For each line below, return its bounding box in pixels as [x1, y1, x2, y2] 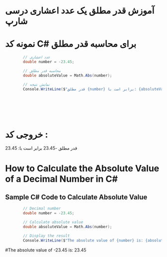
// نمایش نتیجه [23, 82, 50, 87]
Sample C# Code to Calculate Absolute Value [5, 193, 148, 201]
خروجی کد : [5, 129, 48, 140]
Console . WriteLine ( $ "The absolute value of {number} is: [23, 238, 143, 243]
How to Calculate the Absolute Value [5, 163, 160, 174]
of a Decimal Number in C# [5, 173, 118, 184]
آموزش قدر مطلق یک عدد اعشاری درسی [5, 5, 155, 16]
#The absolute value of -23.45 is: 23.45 [5, 247, 86, 253]
